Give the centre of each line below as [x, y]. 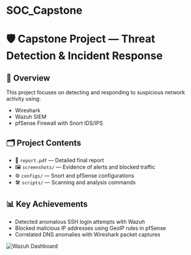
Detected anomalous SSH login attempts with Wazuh [80, 221]
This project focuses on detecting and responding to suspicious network [96, 92]
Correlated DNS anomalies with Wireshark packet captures [87, 234]
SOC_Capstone [44, 10]
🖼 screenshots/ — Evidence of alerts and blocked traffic [85, 167]
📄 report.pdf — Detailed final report [59, 160]
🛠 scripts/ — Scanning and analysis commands [75, 182]
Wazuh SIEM [31, 117]
